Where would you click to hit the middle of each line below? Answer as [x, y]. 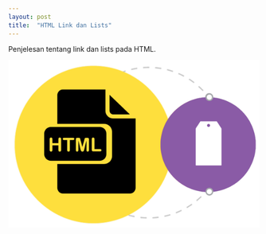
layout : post [30, 17]
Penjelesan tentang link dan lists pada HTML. [82, 49]
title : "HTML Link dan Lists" [60, 25]
